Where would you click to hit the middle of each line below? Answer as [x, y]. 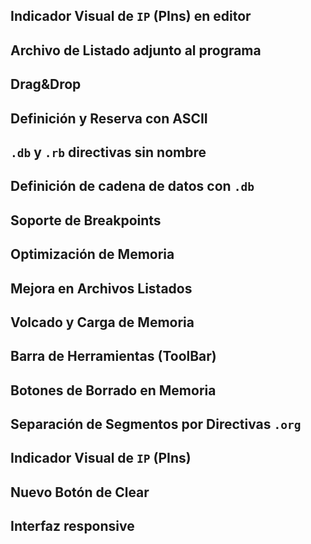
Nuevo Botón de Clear [80, 492]
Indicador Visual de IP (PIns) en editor [131, 16]
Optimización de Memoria [92, 254]
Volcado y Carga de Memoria [102, 322]
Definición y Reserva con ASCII [109, 118]
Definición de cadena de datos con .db [132, 186]
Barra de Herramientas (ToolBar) [113, 356]
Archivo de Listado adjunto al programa [136, 50]
